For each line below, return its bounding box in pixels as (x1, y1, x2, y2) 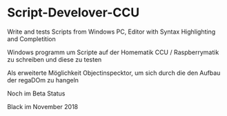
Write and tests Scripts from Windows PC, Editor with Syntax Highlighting (7, 27, 216, 36)
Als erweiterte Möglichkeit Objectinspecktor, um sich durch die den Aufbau (7, 69, 221, 77)
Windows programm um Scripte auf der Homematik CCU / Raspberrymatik (7, 48, 219, 56)
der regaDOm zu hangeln (7, 76, 79, 84)
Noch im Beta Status (7, 89, 66, 97)
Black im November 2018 (7, 102, 78, 111)
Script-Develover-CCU (7, 5, 140, 21)
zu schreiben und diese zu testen (7, 55, 102, 63)
